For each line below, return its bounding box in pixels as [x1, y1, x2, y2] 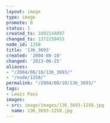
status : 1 [6, 25, 31, 31]
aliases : [6, 63, 28, 70]
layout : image [6, 8, 41, 15]
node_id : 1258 [6, 42, 41, 48]
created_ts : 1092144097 [6, 31, 65, 37]
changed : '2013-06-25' [6, 58, 62, 64]
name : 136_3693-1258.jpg [11, 108, 73, 114]
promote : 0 [6, 20, 33, 25]
